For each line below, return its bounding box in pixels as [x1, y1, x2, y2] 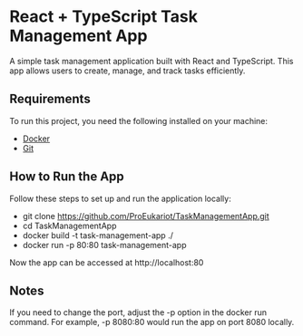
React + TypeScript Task [9, 6, 198, 27]
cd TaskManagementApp [22, 220, 117, 231]
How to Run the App [9, 169, 124, 185]
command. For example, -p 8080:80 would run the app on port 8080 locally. [9, 317, 295, 328]
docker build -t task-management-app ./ [22, 229, 174, 241]
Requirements [9, 91, 91, 107]
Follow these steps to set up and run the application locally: [9, 193, 231, 204]
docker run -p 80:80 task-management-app [22, 239, 188, 250]
